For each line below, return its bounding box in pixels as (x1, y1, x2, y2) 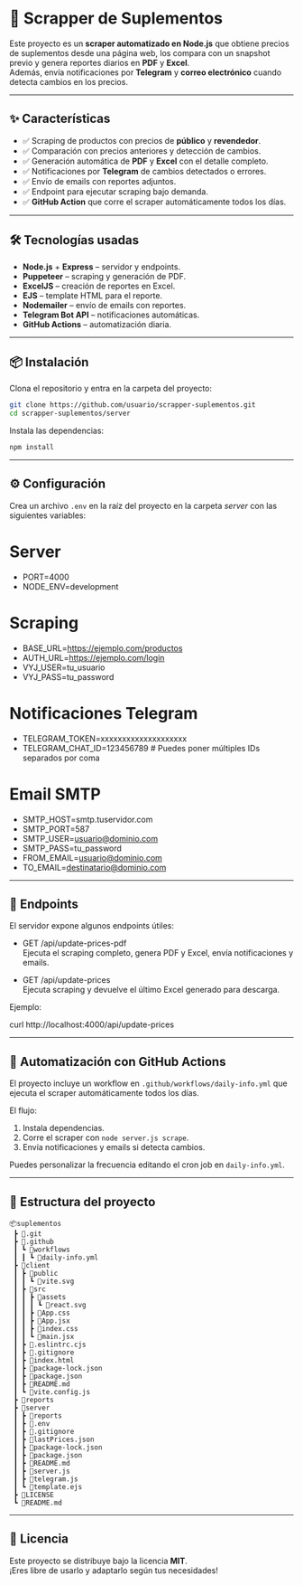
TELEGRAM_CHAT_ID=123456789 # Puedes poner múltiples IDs (22, 742, 261, 753)
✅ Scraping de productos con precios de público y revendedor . (22, 135, 262, 146)
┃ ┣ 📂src (13, 1285, 47, 1294)
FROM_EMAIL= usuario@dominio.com (22, 852, 162, 863)
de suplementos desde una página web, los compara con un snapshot (9, 47, 271, 58)
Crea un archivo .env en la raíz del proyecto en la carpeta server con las (9, 500, 278, 511)
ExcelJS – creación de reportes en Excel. (22, 280, 176, 291)
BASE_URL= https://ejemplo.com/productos (22, 642, 183, 654)
